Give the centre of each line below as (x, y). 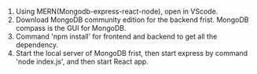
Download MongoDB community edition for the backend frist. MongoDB (132, 20)
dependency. (37, 45)
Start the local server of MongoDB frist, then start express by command (132, 53)
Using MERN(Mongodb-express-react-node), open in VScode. (117, 11)
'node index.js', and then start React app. (82, 61)
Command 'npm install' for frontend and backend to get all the (116, 36)
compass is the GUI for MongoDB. (71, 28)
